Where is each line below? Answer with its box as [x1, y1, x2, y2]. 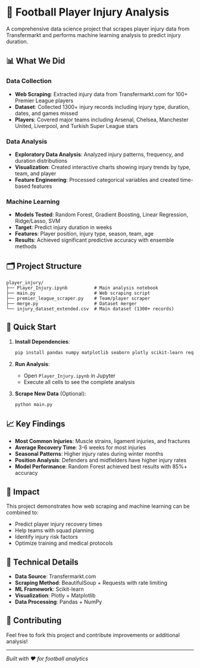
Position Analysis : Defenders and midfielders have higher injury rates [14, 457, 187, 464]
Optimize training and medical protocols [14, 539, 113, 547]
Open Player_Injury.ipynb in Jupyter [23, 372, 116, 379]
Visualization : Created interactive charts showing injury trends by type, [14, 163, 191, 170]
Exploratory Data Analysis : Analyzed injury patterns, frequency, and [14, 151, 184, 158]
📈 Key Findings [6, 419, 65, 429]
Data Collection [6, 77, 52, 86]
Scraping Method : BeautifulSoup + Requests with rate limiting [14, 579, 168, 587]
